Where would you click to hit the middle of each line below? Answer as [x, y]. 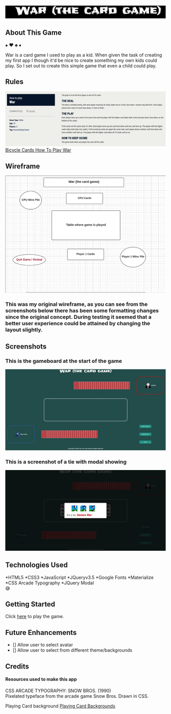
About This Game [34, 33]
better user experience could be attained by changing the [78, 324]
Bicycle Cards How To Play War [38, 150]
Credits [17, 666]
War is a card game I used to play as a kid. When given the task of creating [84, 55]
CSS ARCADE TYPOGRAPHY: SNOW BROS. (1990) [58, 691]
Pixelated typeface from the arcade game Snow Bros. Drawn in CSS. [77, 696]
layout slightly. [24, 330]
